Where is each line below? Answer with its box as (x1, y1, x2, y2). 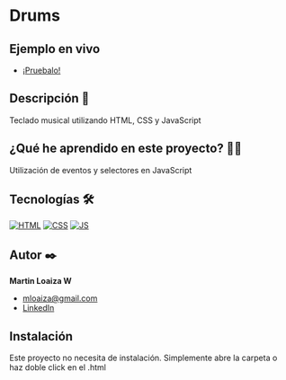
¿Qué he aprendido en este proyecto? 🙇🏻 (9, 141, 243, 156)
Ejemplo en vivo (9, 41, 101, 57)
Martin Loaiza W (9, 276, 72, 287)
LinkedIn (22, 303, 55, 314)
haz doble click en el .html (9, 362, 106, 373)
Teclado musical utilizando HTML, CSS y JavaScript (9, 114, 201, 126)
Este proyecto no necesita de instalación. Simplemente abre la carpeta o (9, 352, 278, 364)
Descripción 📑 (9, 91, 90, 106)
